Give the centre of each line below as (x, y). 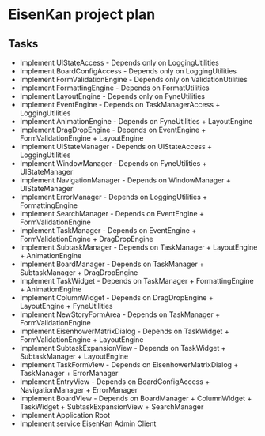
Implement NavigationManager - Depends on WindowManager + (125, 180)
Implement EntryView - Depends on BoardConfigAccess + (115, 381)
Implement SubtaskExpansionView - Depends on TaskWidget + (123, 348)
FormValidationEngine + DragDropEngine (86, 239)
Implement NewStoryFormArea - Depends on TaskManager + (119, 314)
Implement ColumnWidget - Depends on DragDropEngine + (116, 297)
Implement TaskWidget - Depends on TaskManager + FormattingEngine (137, 281)
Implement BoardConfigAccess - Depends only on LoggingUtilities (128, 71)
